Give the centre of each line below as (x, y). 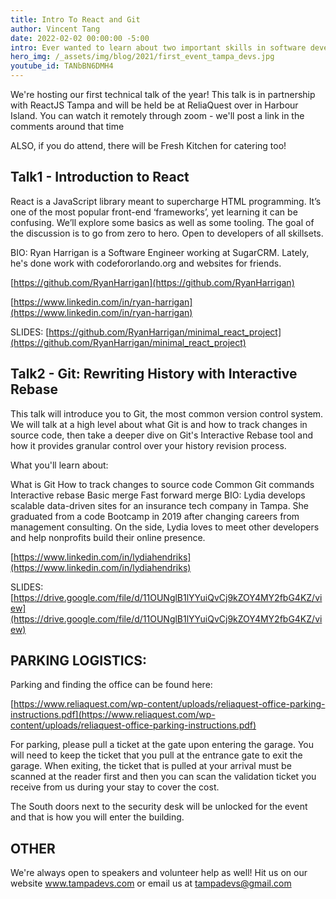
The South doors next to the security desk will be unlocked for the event (159, 807)
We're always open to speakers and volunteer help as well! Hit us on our (159, 873)
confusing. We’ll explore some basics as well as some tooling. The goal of (162, 222)
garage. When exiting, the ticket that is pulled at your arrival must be (151, 766)
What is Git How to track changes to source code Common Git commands (162, 484)
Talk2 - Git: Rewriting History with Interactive (154, 374)
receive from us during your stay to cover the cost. (115, 787)
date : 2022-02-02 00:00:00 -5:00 (80, 38)
